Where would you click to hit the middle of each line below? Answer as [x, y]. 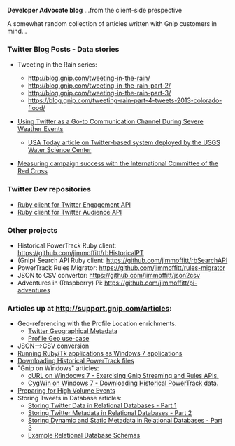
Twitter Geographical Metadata [72, 331]
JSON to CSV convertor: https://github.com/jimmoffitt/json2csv [109, 275]
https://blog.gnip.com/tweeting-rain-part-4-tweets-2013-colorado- [125, 100]
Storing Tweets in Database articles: [70, 398]
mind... [17, 31]
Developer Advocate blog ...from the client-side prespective [95, 10]
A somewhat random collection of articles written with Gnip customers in [112, 23]
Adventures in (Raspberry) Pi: [60, 283]
